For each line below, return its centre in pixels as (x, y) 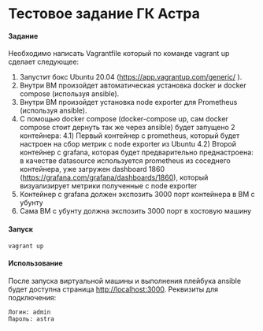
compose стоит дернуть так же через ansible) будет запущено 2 (127, 128)
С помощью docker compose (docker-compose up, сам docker (124, 119)
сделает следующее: (44, 62)
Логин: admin (30, 312)
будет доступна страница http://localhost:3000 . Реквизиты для (113, 289)
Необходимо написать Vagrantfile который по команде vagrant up (119, 54)
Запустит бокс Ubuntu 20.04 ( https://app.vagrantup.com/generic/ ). (131, 77)
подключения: (32, 297)
